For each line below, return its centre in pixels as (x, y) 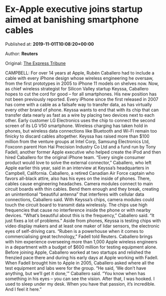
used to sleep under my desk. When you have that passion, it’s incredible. (80, 284)
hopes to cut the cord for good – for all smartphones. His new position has (81, 94)
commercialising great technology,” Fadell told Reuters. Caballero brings (79, 236)
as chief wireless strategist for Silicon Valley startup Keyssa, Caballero (77, 88)
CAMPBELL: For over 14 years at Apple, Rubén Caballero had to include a (80, 73)
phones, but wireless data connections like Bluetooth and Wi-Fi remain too (81, 131)
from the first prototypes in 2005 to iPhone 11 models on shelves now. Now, (82, 83)
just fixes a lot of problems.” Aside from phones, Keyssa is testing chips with (83, 221)
